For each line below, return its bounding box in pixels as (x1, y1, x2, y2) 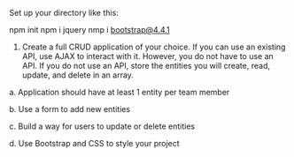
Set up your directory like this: (9, 8, 120, 18)
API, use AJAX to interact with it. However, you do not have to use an (21, 51, 275, 61)
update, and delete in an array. (21, 70, 135, 80)
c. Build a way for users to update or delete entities (9, 121, 196, 131)
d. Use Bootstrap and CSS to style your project (9, 138, 180, 148)
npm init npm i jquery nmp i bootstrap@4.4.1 (9, 25, 170, 34)
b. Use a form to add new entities (9, 104, 131, 114)
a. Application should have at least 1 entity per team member (9, 87, 230, 97)
